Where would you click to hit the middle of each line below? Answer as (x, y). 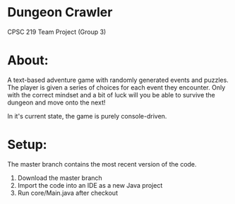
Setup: (27, 145)
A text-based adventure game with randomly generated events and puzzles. (118, 80)
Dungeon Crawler (60, 12)
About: (28, 60)
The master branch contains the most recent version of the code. (102, 164)
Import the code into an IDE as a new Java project (90, 185)
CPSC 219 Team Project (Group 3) (57, 32)
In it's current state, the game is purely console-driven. (87, 116)
